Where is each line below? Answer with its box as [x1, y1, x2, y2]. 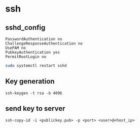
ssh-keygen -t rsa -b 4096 [5, 91, 62, 96]
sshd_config [5, 23, 46, 32]
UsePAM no [5, 46, 26, 51]
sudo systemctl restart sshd [5, 63, 67, 68]
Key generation [5, 77, 55, 86]
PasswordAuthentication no [5, 36, 62, 41]
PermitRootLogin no [5, 54, 47, 59]
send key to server [5, 104, 65, 113]
